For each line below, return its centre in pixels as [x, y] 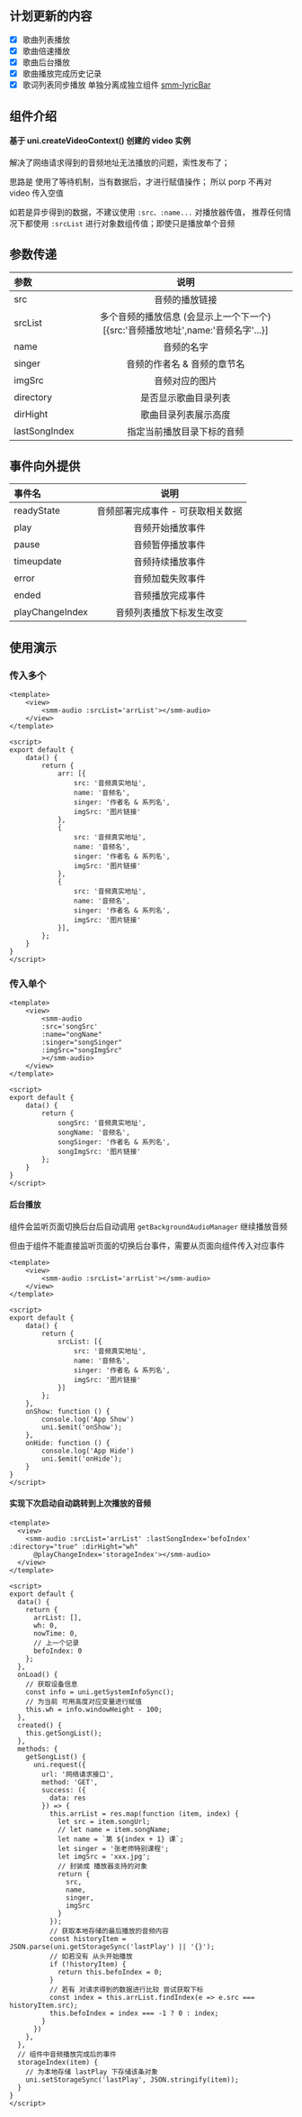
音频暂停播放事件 [169, 545]
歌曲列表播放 [46, 40]
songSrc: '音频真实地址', [102, 1123]
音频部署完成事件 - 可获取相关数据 [169, 511]
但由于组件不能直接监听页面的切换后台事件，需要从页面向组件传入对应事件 [147, 1245]
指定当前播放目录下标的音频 [186, 431]
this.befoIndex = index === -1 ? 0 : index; [134, 2013]
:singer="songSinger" [82, 1043]
